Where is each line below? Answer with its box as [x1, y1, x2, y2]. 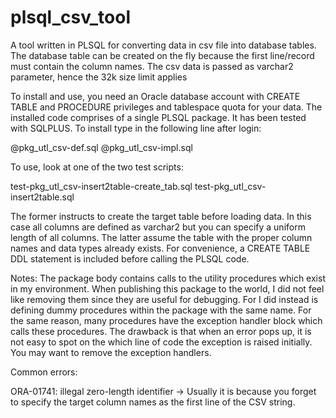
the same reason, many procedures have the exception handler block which [10, 314, 323, 326]
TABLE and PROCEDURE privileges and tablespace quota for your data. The [10, 101, 323, 113]
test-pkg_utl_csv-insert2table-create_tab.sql [10, 180, 193, 192]
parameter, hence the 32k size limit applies [10, 71, 188, 83]
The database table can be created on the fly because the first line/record [10, 49, 315, 61]
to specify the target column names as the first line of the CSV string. [10, 396, 296, 408]
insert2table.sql [10, 191, 75, 203]
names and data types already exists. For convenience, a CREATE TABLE [10, 242, 311, 254]
